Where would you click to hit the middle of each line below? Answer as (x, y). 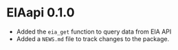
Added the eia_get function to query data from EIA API (94, 32)
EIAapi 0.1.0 (41, 13)
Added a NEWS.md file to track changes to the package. (93, 38)
